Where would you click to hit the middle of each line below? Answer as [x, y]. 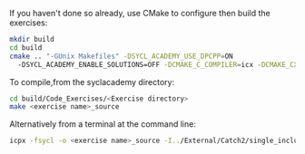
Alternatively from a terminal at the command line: [103, 124]
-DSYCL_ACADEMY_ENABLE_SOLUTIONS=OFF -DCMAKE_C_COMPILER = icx [136, 64]
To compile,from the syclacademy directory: [92, 82]
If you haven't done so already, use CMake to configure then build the [140, 13]
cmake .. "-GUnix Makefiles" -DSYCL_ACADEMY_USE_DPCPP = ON [121, 56]
